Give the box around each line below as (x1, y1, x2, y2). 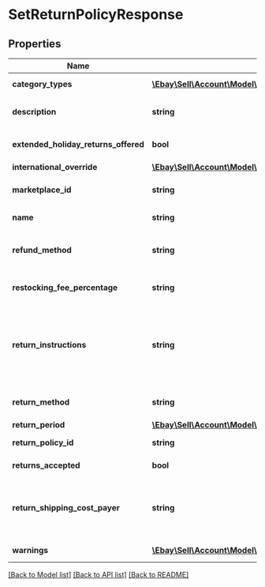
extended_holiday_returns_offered (12, 139, 144, 149)
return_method (12, 397, 70, 408)
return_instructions (12, 340, 87, 350)
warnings (12, 545, 49, 555)
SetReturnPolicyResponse (8, 6, 184, 24)
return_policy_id (12, 437, 74, 448)
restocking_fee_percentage (12, 282, 118, 293)
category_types (12, 79, 73, 89)
